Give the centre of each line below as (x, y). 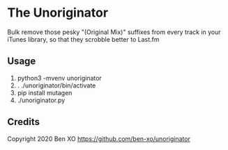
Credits (24, 122)
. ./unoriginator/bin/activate (56, 85)
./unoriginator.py (41, 100)
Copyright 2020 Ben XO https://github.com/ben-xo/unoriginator (99, 139)
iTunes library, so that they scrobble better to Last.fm (83, 39)
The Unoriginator (58, 13)
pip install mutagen (45, 92)
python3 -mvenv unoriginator (60, 78)
